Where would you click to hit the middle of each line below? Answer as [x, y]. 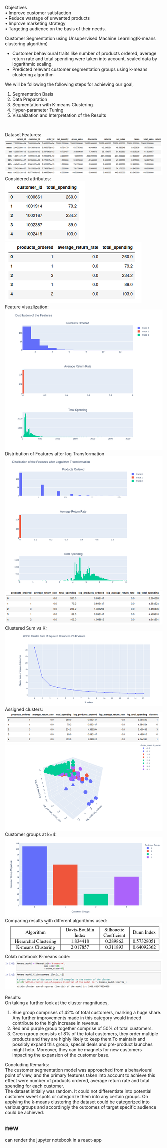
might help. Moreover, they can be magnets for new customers [77, 1049]
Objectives [16, 7]
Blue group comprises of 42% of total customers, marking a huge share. [87, 1012]
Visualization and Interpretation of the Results [59, 115]
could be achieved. [25, 1112]
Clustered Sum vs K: [26, 628]
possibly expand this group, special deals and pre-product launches [83, 1044]
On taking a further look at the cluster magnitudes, [57, 1003]
